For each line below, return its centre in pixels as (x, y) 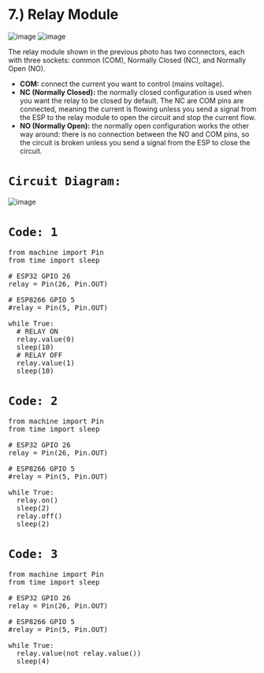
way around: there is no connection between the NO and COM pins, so (134, 134)
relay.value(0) (45, 339)
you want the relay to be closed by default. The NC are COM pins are (132, 100)
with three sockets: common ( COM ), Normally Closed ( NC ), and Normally (127, 60)
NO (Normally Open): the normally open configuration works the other (134, 126)
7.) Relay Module (63, 15)
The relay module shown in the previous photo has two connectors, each (127, 51)
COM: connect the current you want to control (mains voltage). (122, 84)
